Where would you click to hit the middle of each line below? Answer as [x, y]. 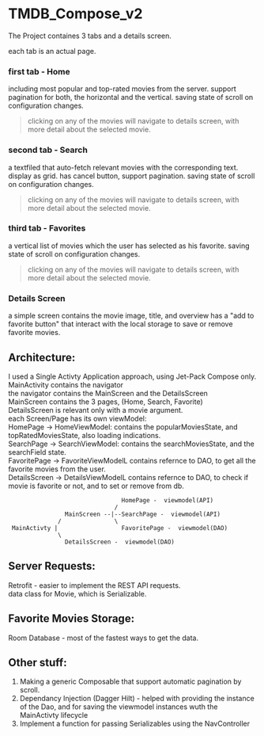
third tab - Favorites [47, 228]
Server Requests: [52, 566]
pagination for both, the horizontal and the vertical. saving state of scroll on [131, 97]
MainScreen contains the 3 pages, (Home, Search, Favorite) [106, 402]
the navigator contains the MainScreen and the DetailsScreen [108, 393]
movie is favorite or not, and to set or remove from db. [96, 486]
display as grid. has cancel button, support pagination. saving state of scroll [132, 176]
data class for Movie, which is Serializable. [77, 593]
